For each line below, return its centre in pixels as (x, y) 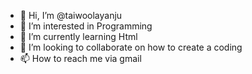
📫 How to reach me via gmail (80, 58)
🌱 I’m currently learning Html (78, 36)
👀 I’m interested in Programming (86, 26)
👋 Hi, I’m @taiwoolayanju (71, 15)
